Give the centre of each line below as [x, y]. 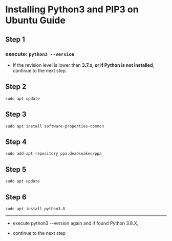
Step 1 [15, 39]
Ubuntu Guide [35, 20]
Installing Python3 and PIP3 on [72, 10]
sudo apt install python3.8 [35, 209]
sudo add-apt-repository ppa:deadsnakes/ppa [53, 154]
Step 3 [16, 114]
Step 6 [16, 197]
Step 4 [16, 142]
